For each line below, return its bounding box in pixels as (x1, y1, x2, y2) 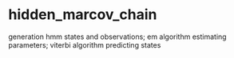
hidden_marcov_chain (8, 6, 157, 24)
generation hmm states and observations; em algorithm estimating (8, 32, 227, 41)
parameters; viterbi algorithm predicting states (8, 40, 161, 49)
